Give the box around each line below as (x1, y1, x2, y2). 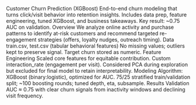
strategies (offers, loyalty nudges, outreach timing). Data (37, 36, 174, 43)
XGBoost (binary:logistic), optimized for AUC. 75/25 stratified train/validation (6, 73, 191, 80)
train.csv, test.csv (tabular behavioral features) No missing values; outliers (6, 42, 185, 49)
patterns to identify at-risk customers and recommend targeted (6, 30, 159, 37)
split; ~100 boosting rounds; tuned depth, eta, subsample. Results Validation (6, 80, 190, 87)
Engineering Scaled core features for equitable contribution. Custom (6, 55, 171, 62)
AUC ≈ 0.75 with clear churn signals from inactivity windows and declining (6, 86, 185, 93)
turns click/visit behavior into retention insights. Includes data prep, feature (6, 11, 187, 18)
